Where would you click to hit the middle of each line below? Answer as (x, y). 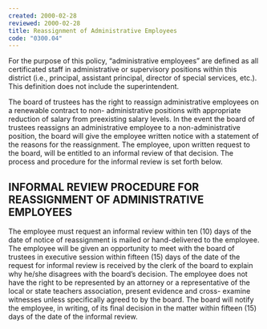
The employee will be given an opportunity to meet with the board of (121, 249)
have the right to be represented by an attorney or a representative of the (129, 282)
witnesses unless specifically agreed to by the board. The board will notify (131, 300)
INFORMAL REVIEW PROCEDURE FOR (104, 187)
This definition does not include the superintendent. (94, 87)
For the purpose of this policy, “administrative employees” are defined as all (133, 61)
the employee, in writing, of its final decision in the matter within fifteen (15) (133, 308)
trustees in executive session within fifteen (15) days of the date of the (124, 257)
